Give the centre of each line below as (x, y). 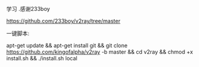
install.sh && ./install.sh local (42, 58)
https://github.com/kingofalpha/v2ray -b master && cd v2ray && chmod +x (100, 52)
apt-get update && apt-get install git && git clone (67, 45)
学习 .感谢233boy (28, 9)
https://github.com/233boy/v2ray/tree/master (63, 21)
